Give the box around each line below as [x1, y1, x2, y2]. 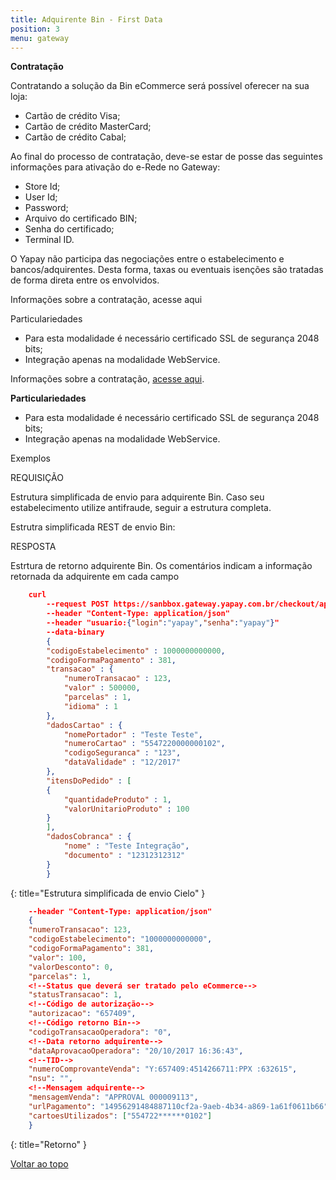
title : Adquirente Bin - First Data [10, 14, 163, 25]
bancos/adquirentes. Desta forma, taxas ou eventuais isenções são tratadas [10, 264, 324, 276]
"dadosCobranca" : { [46, 832, 132, 842]
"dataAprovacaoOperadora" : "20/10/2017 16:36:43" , [28, 1046, 244, 1056]
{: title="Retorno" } [10, 1138, 88, 1150]
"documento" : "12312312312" [63, 850, 186, 860]
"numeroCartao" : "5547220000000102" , [63, 739, 226, 749]
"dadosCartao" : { [46, 720, 123, 730]
